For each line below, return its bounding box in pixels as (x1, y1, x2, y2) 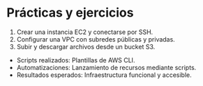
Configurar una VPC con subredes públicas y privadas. (16, 35, 175, 43)
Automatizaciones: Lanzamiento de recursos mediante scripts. (16, 63, 197, 71)
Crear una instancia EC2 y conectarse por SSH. (16, 28, 153, 36)
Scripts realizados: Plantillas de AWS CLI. (16, 55, 135, 64)
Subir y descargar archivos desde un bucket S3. (16, 42, 156, 51)
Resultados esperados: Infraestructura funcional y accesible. (16, 71, 193, 79)
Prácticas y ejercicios (6, 5, 134, 21)
